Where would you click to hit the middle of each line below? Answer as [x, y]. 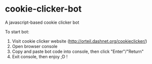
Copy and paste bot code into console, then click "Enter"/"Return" [78, 51]
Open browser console [35, 46]
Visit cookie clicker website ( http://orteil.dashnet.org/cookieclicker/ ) [79, 41]
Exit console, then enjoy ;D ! [40, 56]
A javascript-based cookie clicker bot [42, 22]
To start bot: [17, 32]
